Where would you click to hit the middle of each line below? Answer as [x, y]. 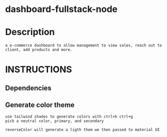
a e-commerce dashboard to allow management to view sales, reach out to [84, 45]
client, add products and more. [39, 50]
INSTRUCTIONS [39, 70]
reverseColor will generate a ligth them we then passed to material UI [82, 129]
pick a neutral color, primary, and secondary [54, 121]
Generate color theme [40, 105]
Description [30, 32]
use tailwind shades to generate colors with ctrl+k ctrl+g [69, 116]
